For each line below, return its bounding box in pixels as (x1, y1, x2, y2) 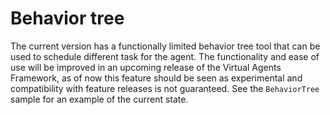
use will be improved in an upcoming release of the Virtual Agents (10, 61, 282, 73)
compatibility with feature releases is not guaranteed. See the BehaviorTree (10, 82, 320, 94)
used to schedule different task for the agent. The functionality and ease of (10, 50, 320, 62)
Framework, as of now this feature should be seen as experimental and (10, 72, 303, 84)
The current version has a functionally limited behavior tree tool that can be (10, 40, 321, 52)
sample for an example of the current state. (10, 93, 189, 105)
